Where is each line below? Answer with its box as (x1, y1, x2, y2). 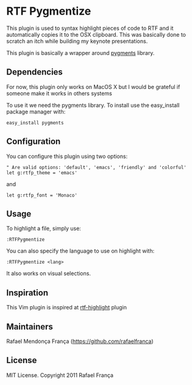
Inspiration (6, 287, 49, 298)
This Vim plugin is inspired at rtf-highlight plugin (6, 304, 127, 311)
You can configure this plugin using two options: (6, 153, 128, 160)
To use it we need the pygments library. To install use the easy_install (6, 101, 180, 109)
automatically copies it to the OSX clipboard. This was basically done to (6, 31, 187, 38)
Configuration (6, 136, 61, 147)
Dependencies (6, 67, 63, 77)
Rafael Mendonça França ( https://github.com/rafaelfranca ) (6, 337, 154, 345)
